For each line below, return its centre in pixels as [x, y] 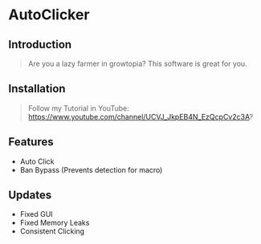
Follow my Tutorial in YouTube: [79, 108]
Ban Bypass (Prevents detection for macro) [91, 169]
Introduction [40, 45]
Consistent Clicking [52, 231]
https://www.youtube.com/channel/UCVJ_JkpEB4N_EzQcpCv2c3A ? [141, 116]
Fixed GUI [37, 214]
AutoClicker [49, 15]
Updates [30, 195]
